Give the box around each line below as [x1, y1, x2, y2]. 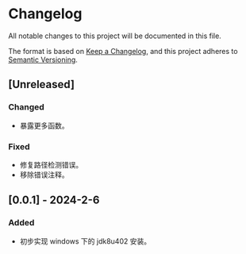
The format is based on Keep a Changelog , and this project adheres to [8, 46, 238, 56]
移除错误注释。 [19, 170, 69, 179]
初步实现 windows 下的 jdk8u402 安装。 [19, 236, 152, 246]
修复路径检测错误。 [19, 160, 83, 169]
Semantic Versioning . [8, 55, 78, 64]
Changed [8, 102, 45, 113]
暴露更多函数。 [19, 121, 69, 130]
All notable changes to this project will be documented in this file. [8, 31, 222, 40]
